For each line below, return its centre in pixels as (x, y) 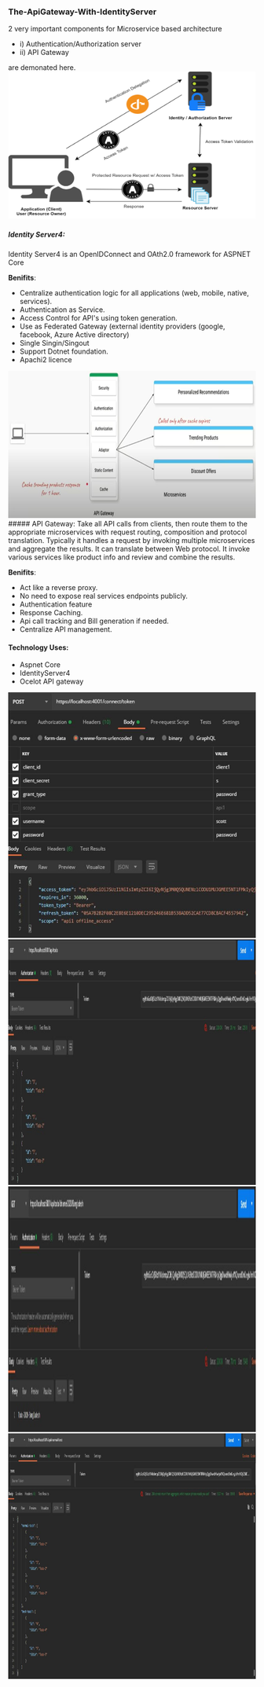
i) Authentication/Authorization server (80, 44)
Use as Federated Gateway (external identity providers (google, (122, 326)
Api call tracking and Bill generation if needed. (94, 621)
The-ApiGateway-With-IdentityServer (82, 12)
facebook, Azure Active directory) (74, 335)
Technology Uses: (38, 647)
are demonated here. (42, 68)
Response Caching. (51, 613)
